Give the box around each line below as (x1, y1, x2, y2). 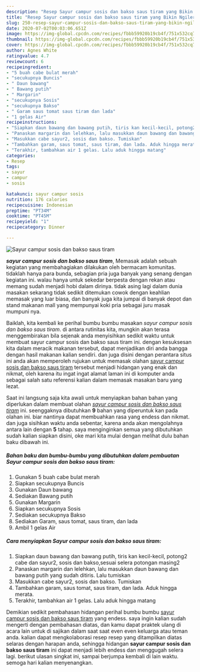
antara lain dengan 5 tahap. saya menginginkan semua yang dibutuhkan (6, 426, 183, 433)
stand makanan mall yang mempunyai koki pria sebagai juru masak (6, 301, 171, 308)
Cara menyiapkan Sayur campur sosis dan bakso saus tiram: (6, 537, 162, 545)
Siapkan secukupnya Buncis (14, 480, 85, 487)
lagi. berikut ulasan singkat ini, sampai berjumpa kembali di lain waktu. (6, 652, 179, 660)
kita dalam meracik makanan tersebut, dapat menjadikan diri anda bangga (6, 345, 188, 352)
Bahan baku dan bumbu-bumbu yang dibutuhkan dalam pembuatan (6, 452, 180, 459)
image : (6, 31, 23, 37)
